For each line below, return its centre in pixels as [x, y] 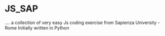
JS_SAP [22, 9]
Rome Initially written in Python [37, 27]
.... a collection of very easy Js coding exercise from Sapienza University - [82, 22]
